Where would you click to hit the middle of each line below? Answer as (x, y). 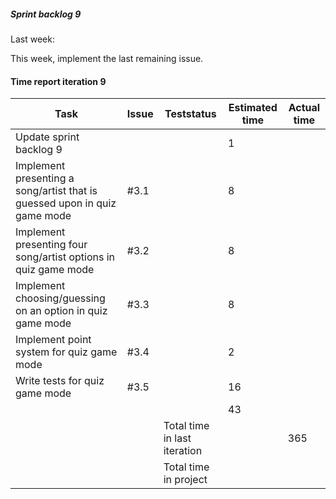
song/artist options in (65, 257)
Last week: (32, 39)
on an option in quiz (61, 311)
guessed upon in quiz (66, 203)
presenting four (51, 245)
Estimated (253, 108)
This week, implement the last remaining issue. (107, 58)
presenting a (45, 178)
